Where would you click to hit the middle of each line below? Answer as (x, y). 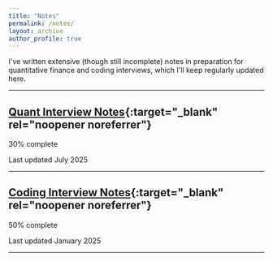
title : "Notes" (34, 16)
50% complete (33, 225)
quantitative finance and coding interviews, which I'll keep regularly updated (136, 71)
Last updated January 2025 (55, 241)
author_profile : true (45, 39)
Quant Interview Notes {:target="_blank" (113, 111)
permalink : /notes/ (41, 24)
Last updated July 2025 (48, 160)
